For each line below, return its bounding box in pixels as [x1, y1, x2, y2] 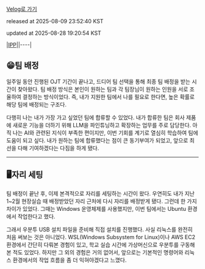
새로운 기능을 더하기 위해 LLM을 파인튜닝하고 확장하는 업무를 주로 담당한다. [12, 121, 192, 128]
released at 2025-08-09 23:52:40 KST [6, 18, 104, 24]
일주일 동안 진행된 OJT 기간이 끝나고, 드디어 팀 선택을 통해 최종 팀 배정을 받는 [6, 78, 191, 85]
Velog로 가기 [6, 6, 38, 12]
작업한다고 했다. [17, 213, 56, 220]
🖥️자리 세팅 [6, 170, 43, 180]
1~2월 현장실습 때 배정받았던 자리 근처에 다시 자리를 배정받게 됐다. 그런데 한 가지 [6, 197, 197, 205]
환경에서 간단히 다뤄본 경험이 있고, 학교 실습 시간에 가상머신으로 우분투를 [6, 241, 179, 248]
